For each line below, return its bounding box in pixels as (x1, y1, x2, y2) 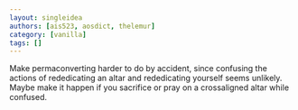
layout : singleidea (9, 13, 83, 23)
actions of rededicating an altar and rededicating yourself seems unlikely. (9, 73, 283, 84)
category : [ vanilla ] (9, 30, 88, 39)
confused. (9, 92, 48, 103)
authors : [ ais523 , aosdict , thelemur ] (9, 22, 155, 31)
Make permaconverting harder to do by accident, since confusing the (9, 63, 268, 74)
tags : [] (9, 38, 42, 48)
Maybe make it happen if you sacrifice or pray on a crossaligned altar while (9, 82, 290, 93)
